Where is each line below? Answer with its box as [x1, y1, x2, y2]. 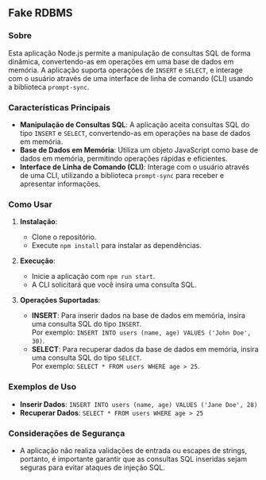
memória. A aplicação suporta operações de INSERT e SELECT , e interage [8, 65, 244, 75]
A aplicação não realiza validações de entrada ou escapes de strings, [19, 445, 248, 455]
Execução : [19, 256, 56, 265]
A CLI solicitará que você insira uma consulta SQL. [31, 280, 197, 289]
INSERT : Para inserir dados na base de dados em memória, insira [31, 311, 246, 320]
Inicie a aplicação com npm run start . [31, 272, 156, 281]
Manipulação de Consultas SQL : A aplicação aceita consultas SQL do [19, 119, 250, 130]
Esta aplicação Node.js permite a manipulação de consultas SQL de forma [8, 48, 252, 58]
